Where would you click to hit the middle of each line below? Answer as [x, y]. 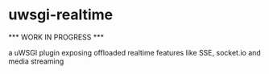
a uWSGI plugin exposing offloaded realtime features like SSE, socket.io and [135, 52]
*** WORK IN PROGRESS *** [56, 37]
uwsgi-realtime [61, 15]
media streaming [36, 61]
